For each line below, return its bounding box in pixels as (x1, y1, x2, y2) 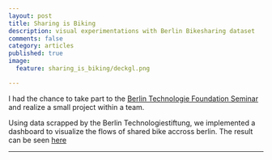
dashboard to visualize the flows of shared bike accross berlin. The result (8, 126, 253, 136)
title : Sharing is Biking (8, 19, 96, 27)
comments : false (8, 34, 63, 43)
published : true (8, 49, 63, 57)
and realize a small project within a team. (8, 102, 145, 112)
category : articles (8, 42, 74, 50)
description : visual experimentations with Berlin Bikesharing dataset (8, 27, 255, 35)
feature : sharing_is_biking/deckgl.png (15, 65, 151, 73)
